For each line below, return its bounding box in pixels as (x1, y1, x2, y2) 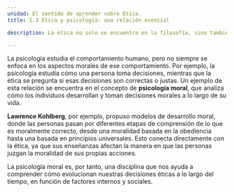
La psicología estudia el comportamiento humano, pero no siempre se (7, 54, 208, 63)
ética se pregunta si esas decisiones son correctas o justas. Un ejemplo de (7, 77, 223, 85)
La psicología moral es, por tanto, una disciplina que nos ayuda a (7, 163, 194, 171)
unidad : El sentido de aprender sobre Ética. (7, 10, 141, 17)
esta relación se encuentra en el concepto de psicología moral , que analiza (7, 84, 224, 93)
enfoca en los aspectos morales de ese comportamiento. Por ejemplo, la (7, 62, 215, 70)
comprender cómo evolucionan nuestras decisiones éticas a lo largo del (7, 170, 214, 178)
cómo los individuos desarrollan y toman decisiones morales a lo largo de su (7, 91, 227, 99)
